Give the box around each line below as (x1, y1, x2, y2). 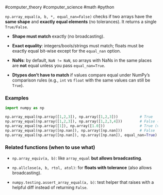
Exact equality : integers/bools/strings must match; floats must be (12, 43, 144, 48)
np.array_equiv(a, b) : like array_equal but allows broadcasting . (12, 155, 142, 161)
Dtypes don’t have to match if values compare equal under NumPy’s (12, 72, 150, 78)
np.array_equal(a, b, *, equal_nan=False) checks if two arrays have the (5, 14, 152, 19)
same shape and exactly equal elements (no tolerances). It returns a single (5, 19, 157, 24)
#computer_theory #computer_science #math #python (5, 4, 114, 10)
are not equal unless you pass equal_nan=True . (12, 63, 105, 68)
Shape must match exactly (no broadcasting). (12, 34, 105, 39)
